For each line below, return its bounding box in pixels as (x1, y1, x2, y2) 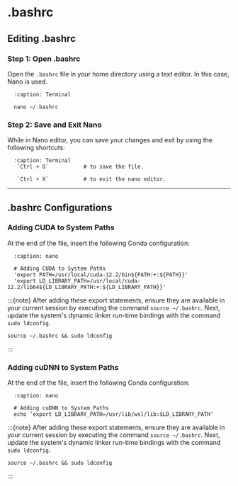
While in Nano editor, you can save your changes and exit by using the (7, 136, 213, 145)
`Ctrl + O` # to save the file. (16, 164, 144, 171)
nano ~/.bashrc (13, 103, 59, 111)
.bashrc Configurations (7, 201, 113, 213)
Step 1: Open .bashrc (7, 54, 81, 64)
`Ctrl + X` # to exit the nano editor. (16, 176, 166, 183)
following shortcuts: (7, 143, 65, 152)
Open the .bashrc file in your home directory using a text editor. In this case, (7, 69, 229, 78)
